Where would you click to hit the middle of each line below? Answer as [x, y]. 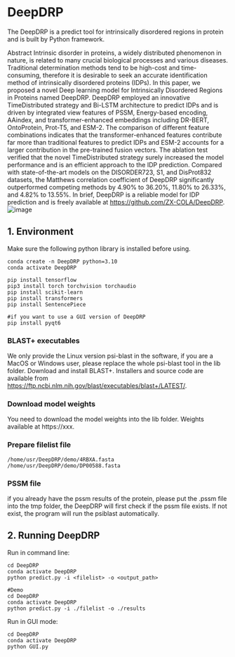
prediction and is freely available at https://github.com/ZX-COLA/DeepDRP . [116, 202]
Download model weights [52, 403]
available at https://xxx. [41, 427]
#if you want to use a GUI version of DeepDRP [76, 317]
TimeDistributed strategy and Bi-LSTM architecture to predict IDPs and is [113, 105]
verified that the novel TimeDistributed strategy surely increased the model [116, 157]
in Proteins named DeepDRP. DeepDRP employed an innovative [99, 97]
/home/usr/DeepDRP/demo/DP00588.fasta [64, 466]
